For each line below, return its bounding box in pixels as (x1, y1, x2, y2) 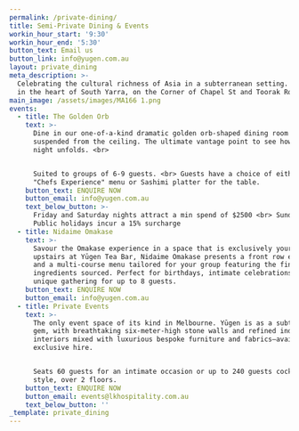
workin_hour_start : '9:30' (9, 29, 109, 38)
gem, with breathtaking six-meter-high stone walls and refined (32, 327, 277, 336)
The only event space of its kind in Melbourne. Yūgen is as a (32, 318, 273, 328)
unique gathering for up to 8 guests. (32, 277, 177, 286)
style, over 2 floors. (32, 375, 117, 384)
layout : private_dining (9, 63, 98, 72)
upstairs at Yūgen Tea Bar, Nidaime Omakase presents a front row (32, 252, 285, 261)
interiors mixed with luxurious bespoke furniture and (32, 335, 241, 344)
